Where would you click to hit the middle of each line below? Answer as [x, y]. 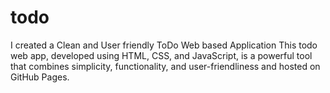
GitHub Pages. [40, 77]
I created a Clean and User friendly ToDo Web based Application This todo [164, 45]
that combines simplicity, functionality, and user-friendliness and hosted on [165, 66]
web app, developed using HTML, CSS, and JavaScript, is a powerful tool [161, 55]
